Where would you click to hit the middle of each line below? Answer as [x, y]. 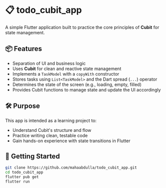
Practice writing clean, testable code [50, 135]
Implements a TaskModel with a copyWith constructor [66, 74]
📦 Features [24, 49]
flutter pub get [22, 177]
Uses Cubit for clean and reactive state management [67, 69]
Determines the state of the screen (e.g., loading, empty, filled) [77, 84]
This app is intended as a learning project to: [51, 120]
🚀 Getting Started [33, 156]
